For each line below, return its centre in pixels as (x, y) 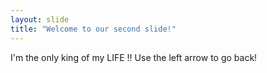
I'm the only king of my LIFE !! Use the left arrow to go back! (134, 57)
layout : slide (40, 19)
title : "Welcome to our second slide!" (93, 29)
